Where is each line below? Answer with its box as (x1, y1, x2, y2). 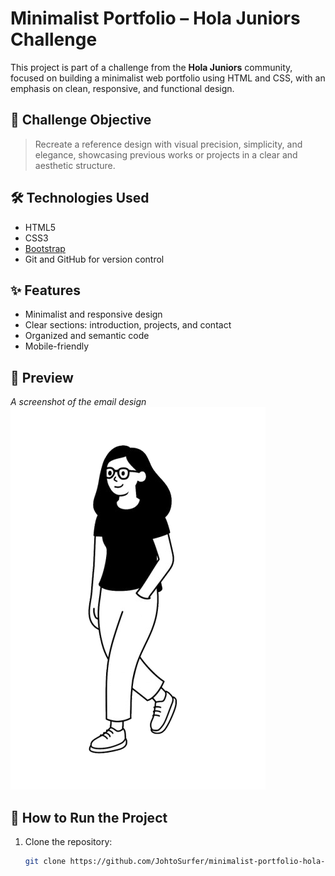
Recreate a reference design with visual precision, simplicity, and (34, 138, 303, 150)
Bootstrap (24, 242, 66, 254)
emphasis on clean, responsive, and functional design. (10, 82, 235, 94)
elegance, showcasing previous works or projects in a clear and (34, 148, 298, 161)
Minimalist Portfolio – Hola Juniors (10, 7, 301, 30)
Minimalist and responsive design (24, 308, 163, 321)
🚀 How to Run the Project (10, 809, 168, 826)
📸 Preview (10, 369, 74, 386)
